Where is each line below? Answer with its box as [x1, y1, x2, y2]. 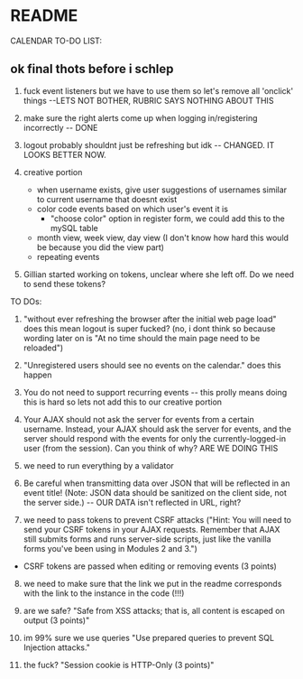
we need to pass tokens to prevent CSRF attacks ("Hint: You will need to [23, 514, 292, 525]
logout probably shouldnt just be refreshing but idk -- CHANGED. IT [23, 139, 275, 150]
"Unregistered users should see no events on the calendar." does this [23, 359, 282, 370]
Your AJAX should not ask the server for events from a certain [23, 414, 255, 424]
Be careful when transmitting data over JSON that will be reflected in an [23, 478, 290, 488]
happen [23, 369, 52, 380]
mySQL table [50, 222, 98, 233]
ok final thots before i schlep [10, 61, 174, 77]
